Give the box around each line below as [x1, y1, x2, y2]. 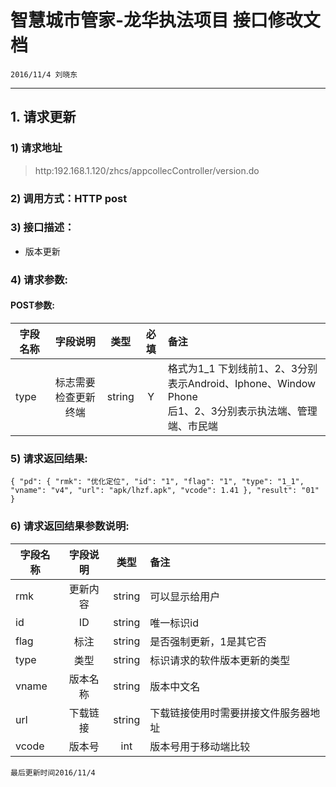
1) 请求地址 [10, 141, 63, 155]
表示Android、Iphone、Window [167, 376, 317, 390]
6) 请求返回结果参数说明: [10, 519, 130, 533]
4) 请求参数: [10, 272, 69, 286]
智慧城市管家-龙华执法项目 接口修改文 [10, 9, 321, 32]
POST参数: [10, 299, 55, 311]
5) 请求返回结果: [10, 451, 88, 465]
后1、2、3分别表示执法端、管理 [167, 404, 318, 418]
